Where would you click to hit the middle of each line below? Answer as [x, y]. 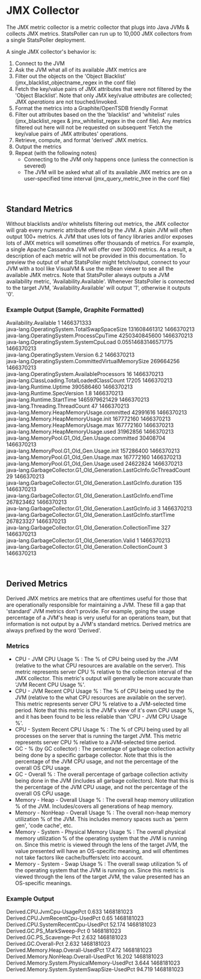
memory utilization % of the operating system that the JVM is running [101, 839]
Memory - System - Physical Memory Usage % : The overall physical [100, 832]
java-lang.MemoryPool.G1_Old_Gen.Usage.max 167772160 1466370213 [94, 457]
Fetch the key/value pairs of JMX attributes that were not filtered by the [103, 89]
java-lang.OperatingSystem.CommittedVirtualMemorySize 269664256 [93, 361]
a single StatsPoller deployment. [46, 40]
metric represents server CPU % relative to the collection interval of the [103, 672]
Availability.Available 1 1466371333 [49, 323]
